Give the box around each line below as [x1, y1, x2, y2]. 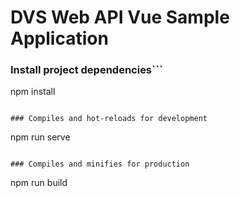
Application [10, 27, 109, 50]
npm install [10, 86, 56, 98]
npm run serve [10, 131, 71, 143]
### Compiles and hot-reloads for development [10, 114, 208, 124]
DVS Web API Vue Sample [10, 6, 230, 29]
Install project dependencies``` [10, 63, 163, 77]
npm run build [10, 177, 68, 189]
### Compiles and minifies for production [10, 159, 190, 170]
